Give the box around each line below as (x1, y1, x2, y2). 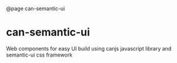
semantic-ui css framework (6, 51, 72, 58)
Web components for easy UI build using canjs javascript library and (6, 45, 172, 52)
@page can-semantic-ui (6, 5, 65, 12)
